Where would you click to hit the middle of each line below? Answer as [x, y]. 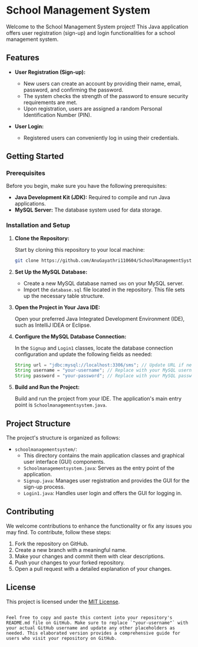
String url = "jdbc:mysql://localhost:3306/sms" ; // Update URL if [99, 365]
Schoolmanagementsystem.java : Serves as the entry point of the [99, 468]
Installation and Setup [38, 225]
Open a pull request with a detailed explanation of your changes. [93, 568]
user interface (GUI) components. [64, 462]
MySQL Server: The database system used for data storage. [88, 210]
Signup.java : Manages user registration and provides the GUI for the [106, 481]
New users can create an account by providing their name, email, [103, 83]
